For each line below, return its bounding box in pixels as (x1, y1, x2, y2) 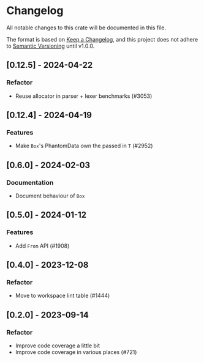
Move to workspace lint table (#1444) (15, 292, 110, 300)
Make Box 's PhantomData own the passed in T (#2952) (15, 142, 153, 150)
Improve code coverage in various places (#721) (15, 349, 137, 356)
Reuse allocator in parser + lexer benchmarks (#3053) (15, 92, 153, 100)
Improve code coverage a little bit (15, 342, 100, 349)
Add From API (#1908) (15, 242, 70, 249)
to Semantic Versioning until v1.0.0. (6, 42, 95, 50)
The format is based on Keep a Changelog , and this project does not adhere (6, 35, 198, 43)
